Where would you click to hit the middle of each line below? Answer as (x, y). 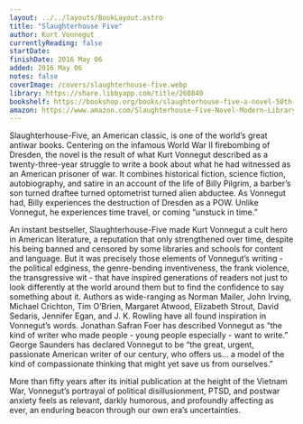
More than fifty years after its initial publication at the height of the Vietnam (149, 382)
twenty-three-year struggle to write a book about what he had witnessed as (150, 164)
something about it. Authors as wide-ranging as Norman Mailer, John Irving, (151, 297)
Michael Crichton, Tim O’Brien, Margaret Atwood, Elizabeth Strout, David (144, 307)
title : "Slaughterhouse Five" (66, 26)
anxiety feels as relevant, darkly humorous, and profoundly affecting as (142, 401)
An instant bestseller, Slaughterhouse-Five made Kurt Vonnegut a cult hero (148, 230)
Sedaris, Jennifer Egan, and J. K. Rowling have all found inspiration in (138, 316)
